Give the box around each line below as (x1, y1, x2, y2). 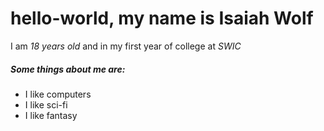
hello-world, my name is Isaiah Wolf (10, 7, 314, 30)
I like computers (24, 88, 92, 100)
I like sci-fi (24, 98, 68, 111)
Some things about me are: (10, 63, 126, 75)
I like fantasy (24, 109, 78, 121)
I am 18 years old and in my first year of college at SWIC (10, 40, 242, 52)
